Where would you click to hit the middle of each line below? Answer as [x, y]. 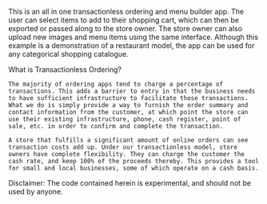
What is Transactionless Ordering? [65, 70]
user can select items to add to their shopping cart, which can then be [124, 20]
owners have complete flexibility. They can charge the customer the [127, 154]
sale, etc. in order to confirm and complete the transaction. [116, 126]
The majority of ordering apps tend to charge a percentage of [116, 84]
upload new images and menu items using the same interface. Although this [133, 37]
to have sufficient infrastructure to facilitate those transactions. [128, 98]
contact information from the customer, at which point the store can [128, 112]
